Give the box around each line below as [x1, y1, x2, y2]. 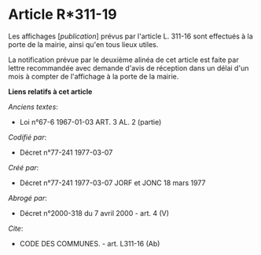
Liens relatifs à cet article [8, 86, 93, 96]
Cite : [8, 224, 24, 233]
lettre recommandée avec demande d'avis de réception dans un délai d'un [8, 63, 249, 72]
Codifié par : [8, 132, 47, 142]
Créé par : [8, 162, 39, 172]
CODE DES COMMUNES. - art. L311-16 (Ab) [19, 239, 160, 248]
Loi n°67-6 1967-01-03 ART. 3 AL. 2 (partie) [19, 117, 162, 126]
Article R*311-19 [8, 5, 117, 24]
